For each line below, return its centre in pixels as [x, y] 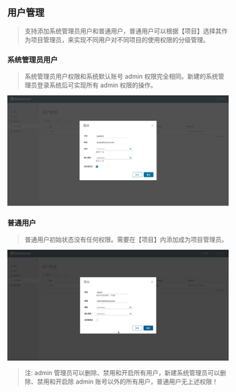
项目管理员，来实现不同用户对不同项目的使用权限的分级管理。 [120, 39]
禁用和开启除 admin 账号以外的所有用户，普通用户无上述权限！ [128, 381]
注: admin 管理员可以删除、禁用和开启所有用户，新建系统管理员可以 [122, 372]
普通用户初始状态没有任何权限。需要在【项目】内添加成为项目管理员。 [126, 239]
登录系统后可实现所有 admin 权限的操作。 [97, 85]
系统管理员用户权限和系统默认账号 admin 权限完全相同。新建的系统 [122, 77]
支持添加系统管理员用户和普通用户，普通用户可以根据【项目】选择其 [123, 31]
